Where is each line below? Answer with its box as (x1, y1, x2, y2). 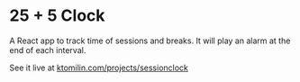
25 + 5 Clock (9, 5, 105, 26)
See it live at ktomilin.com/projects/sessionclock (9, 62, 189, 73)
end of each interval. (9, 44, 86, 55)
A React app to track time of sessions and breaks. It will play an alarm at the (9, 35, 291, 46)
